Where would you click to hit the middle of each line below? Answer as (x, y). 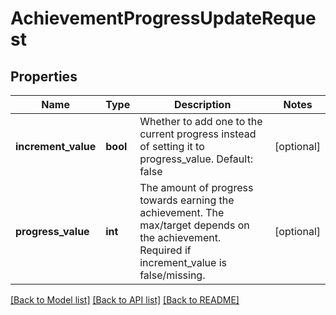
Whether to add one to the (201, 121)
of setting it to (172, 146)
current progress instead (198, 134)
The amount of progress (196, 187)
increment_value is (183, 262)
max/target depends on (194, 225)
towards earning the (187, 200)
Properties (44, 76)
